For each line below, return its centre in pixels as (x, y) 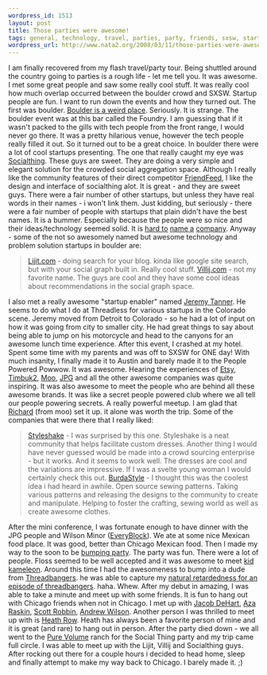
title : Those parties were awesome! (69, 30)
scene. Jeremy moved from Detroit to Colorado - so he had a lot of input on (132, 318)
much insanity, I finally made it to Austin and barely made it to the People (128, 361)
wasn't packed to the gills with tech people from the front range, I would (126, 127)
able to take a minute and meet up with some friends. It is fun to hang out (128, 595)
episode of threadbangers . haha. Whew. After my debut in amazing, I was (128, 587)
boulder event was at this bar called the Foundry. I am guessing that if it (126, 119)
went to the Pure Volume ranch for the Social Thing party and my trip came (131, 637)
